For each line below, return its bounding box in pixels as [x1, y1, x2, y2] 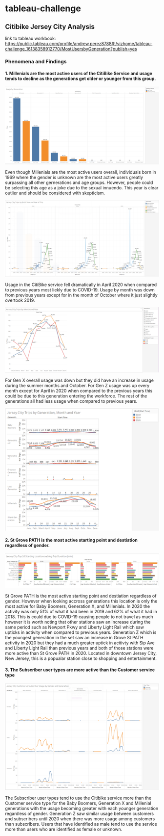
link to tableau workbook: [5, 35, 56, 41]
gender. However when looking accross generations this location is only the [5, 598, 158, 604]
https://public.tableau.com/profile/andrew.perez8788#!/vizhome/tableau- [5, 41, 153, 47]
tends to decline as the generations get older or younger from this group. [5, 76, 156, 81]
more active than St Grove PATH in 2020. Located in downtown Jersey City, [5, 651, 157, 656]
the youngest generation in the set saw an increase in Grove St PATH [5, 635, 143, 641]
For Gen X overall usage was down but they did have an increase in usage [5, 377, 154, 383]
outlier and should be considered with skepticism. [5, 190, 105, 196]
